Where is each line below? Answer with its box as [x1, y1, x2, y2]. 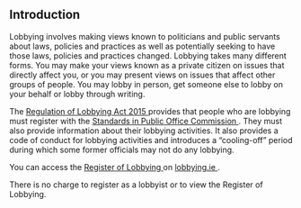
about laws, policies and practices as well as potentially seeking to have [9, 41, 276, 51]
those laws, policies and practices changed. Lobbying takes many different [9, 50, 288, 61]
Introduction [9, 7, 81, 23]
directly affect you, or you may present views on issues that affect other [9, 69, 276, 80]
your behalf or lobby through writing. [9, 88, 146, 99]
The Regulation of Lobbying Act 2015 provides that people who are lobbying [9, 105, 291, 116]
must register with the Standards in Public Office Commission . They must [9, 115, 283, 126]
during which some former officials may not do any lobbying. [9, 144, 235, 155]
